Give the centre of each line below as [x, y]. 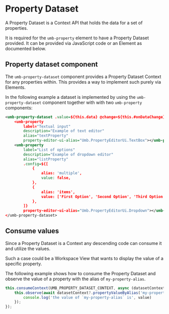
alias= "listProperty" [46, 159]
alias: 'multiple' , [61, 173]
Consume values [32, 231]
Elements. [16, 87]
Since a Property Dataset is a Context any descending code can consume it [83, 243]
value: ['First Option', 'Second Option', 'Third [94, 197]
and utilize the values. [28, 248]
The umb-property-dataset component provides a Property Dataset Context [83, 77]
